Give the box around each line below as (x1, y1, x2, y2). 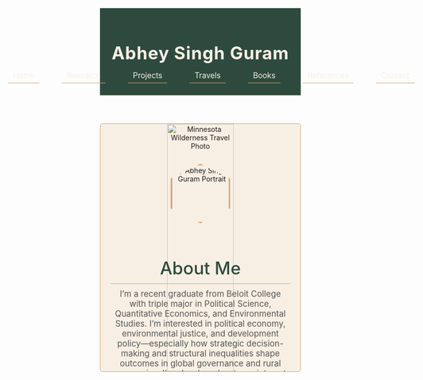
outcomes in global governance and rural (119, 358, 281, 369)
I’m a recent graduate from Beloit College (119, 289, 281, 299)
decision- (246, 338, 284, 349)
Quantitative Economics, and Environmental (114, 308, 286, 319)
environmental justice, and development (122, 328, 279, 339)
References (308, 71, 349, 80)
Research (66, 71, 101, 80)
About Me (159, 258, 242, 279)
